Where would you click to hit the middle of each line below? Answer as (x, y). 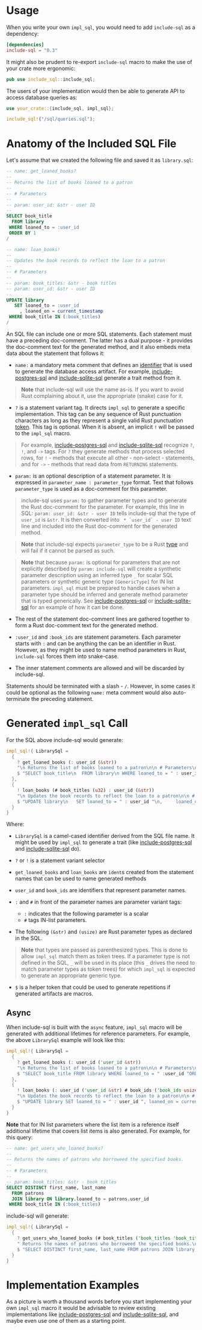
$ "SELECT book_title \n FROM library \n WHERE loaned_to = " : (98, 773)
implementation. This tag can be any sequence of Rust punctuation (98, 414)
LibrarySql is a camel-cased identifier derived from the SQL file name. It (105, 836)
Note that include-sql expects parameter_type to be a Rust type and (105, 544)
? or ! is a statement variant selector (60, 860)
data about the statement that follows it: (56, 353)
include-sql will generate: (38, 1216)
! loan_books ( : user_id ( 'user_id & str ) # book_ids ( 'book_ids (99, 1090)
